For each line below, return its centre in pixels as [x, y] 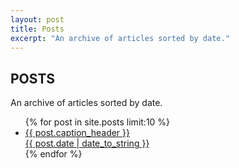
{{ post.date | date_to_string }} [87, 143]
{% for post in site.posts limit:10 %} [97, 122]
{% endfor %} [53, 154]
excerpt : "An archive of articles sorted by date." [120, 38]
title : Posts [37, 29]
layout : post [37, 19]
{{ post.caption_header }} [77, 133]
